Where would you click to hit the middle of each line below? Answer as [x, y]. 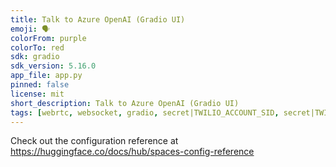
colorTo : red [37, 47]
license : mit [37, 94]
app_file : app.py [46, 76]
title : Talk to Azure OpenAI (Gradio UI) [98, 19]
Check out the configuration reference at [94, 141]
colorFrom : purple [48, 38]
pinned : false [40, 85]
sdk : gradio [35, 57]
